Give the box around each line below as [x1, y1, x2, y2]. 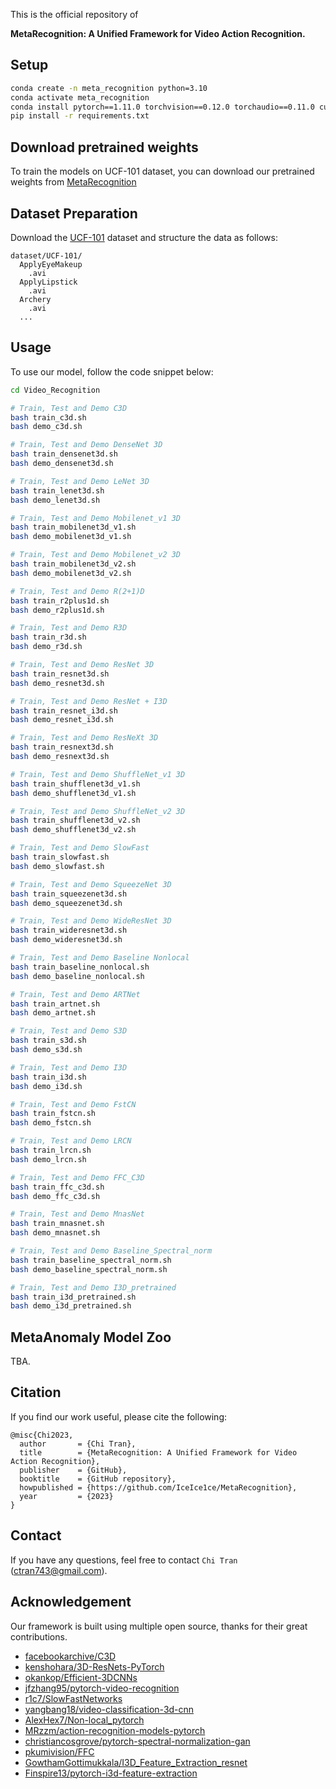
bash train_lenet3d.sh [10, 485, 105, 496]
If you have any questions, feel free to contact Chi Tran [10, 1554, 238, 1566]
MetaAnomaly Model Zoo [10, 1329, 172, 1346]
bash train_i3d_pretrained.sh [10, 1292, 137, 1302]
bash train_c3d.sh [10, 412, 87, 423]
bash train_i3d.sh [10, 1072, 87, 1082]
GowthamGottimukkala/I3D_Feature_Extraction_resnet [24, 1756, 248, 1768]
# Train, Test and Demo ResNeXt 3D [10, 733, 159, 743]
